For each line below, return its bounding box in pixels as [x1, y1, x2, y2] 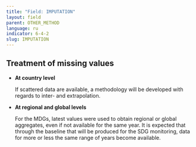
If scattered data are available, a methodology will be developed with [14, 86, 184, 93]
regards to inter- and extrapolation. [14, 92, 101, 99]
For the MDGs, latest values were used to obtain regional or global [14, 115, 177, 122]
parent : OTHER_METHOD [6, 20, 60, 26]
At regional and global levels [14, 104, 87, 111]
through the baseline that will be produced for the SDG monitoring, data [14, 127, 190, 135]
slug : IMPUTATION [6, 36, 49, 42]
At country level [14, 74, 55, 81]
